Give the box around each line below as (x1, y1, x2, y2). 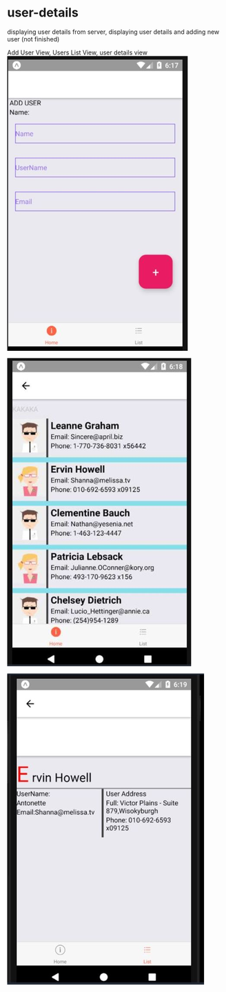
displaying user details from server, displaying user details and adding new (7, 28, 220, 36)
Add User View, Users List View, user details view (7, 48, 148, 57)
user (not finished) (7, 34, 60, 43)
